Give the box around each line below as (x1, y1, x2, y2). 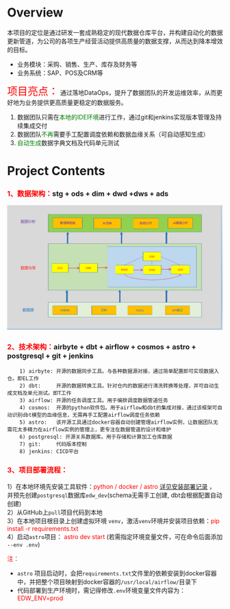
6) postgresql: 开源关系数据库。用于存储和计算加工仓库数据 (19, 434, 172, 441)
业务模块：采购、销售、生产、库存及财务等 (16, 60, 138, 68)
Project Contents (7, 163, 105, 179)
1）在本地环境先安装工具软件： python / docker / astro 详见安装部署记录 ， (7, 482, 216, 490)
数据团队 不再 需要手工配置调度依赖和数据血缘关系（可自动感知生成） (16, 130, 209, 138)
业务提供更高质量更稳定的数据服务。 (25, 98, 127, 106)
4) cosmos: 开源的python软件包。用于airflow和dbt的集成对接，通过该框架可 (19, 404, 218, 411)
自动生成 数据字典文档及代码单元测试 (16, 139, 120, 147)
